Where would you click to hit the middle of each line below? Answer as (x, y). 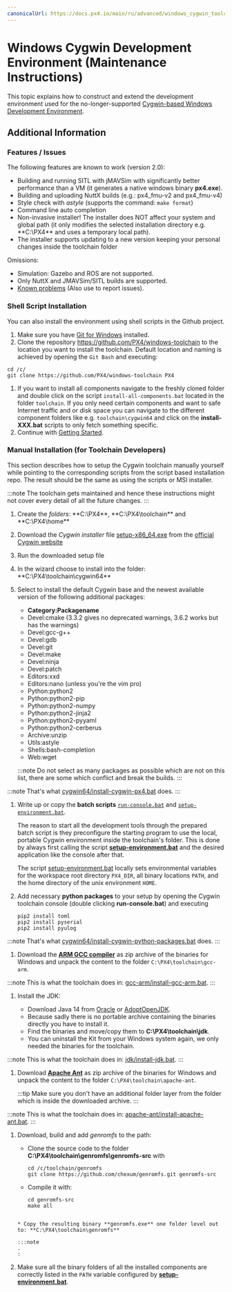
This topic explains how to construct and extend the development (100, 96)
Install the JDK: (39, 996)
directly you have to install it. (68, 1024)
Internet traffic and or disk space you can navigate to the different (111, 410)
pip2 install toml (43, 916)
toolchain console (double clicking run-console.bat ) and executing (113, 903)
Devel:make (44, 654)
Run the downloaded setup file (61, 555)
